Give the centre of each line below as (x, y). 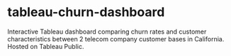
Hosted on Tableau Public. (46, 46)
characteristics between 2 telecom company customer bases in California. (116, 38)
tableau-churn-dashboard (86, 12)
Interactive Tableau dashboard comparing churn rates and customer (107, 31)
